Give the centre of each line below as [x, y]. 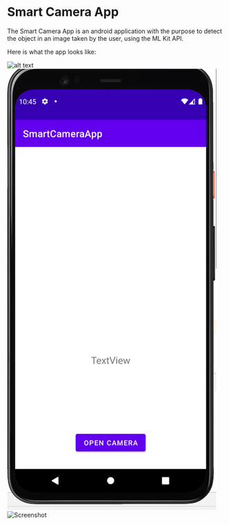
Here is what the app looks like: [52, 52]
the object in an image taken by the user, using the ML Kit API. [96, 38]
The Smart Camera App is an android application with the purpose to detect [115, 31]
